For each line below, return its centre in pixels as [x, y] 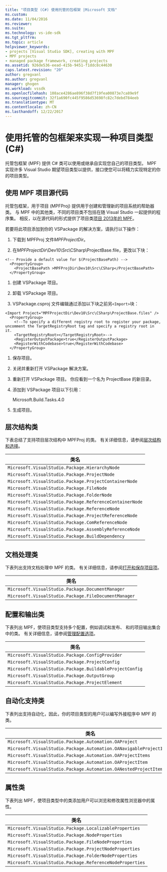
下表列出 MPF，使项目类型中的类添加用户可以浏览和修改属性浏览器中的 [78, 800]
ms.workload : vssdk [25, 88]
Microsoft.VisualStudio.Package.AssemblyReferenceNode [74, 529]
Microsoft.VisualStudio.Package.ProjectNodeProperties [74, 849]
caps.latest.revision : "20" [34, 70]
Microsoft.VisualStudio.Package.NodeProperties [65, 835]
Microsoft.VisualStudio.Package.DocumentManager [66, 589]
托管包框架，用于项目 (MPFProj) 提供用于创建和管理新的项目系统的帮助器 [80, 206]
